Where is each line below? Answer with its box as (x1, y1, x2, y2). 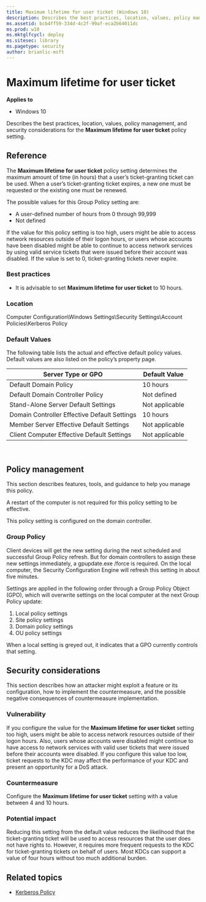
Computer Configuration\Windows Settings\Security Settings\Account (6, 313, 183, 321)
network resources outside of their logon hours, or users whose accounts (6, 235, 193, 243)
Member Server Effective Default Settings (9, 420, 129, 429)
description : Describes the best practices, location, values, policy (6, 15, 191, 21)
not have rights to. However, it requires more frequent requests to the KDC (6, 841, 194, 849)
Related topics (6, 872, 63, 882)
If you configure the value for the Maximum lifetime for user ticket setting (6, 724, 194, 731)
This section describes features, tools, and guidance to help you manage (6, 480, 191, 488)
